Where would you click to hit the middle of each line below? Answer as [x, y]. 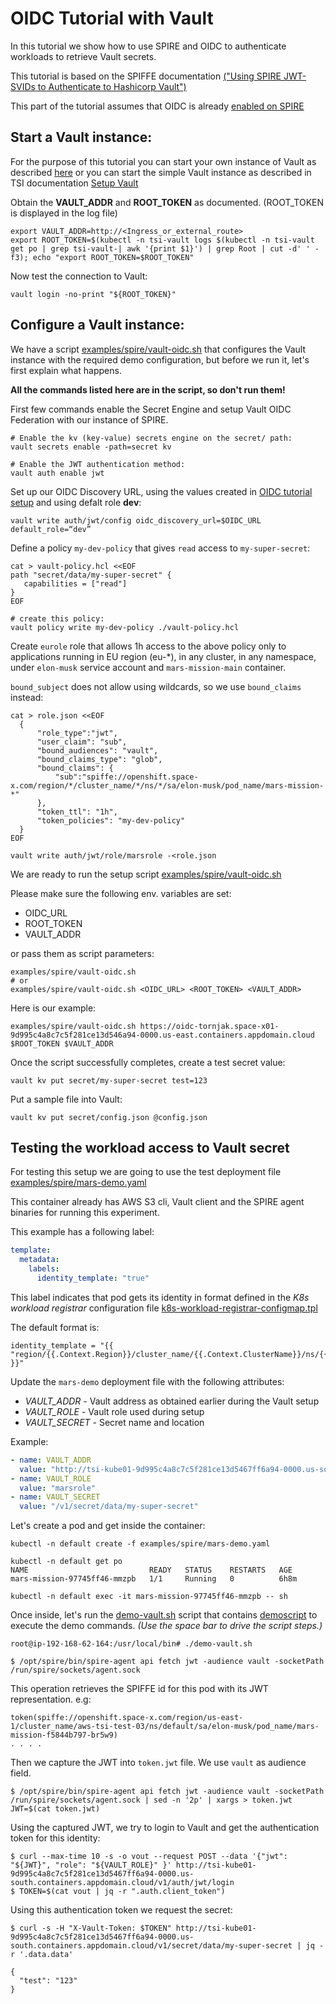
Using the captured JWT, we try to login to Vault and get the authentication [165, 1828]
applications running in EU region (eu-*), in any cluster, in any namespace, [163, 656]
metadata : [39, 1260]
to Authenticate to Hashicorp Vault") [112, 86]
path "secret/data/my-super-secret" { [91, 575]
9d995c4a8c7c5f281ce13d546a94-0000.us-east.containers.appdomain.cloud [162, 1035]
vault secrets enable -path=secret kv [91, 447]
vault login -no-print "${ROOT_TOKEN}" [93, 294]
